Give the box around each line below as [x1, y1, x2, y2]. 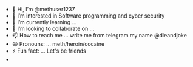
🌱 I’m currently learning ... [12, 19, 77, 25]
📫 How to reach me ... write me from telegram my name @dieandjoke [12, 32, 187, 39]
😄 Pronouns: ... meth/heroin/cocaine [12, 40, 105, 48]
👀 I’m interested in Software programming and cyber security [12, 12, 165, 19]
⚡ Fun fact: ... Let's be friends [12, 47, 86, 54]
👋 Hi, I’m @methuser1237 [12, 6, 75, 13]
